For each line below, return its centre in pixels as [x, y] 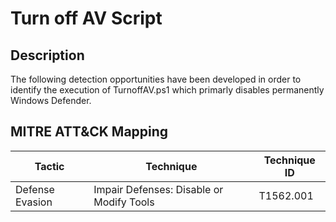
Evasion [34, 202]
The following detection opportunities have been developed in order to [156, 79]
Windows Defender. [51, 100]
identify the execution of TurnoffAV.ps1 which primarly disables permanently [167, 90]
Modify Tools [124, 202]
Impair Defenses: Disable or [158, 189]
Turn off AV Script [86, 18]
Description [47, 55]
